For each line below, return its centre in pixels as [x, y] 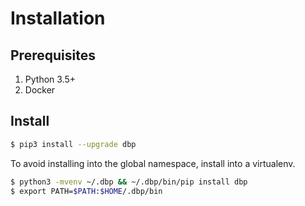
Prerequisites [53, 55]
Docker [40, 90]
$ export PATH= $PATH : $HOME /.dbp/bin [86, 191]
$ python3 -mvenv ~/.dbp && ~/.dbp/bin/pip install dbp [129, 182]
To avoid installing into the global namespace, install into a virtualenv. [153, 163]
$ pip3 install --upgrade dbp [73, 144]
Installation [58, 18]
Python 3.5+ [50, 79]
